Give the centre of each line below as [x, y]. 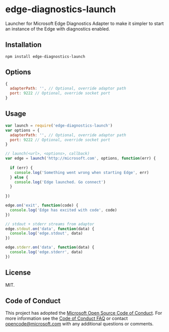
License [18, 273]
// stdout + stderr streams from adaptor [50, 224]
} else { [19, 177]
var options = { [22, 130]
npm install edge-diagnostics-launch [45, 56]
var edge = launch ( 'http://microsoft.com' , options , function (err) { [81, 159]
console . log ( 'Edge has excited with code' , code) [63, 210]
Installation [23, 45]
